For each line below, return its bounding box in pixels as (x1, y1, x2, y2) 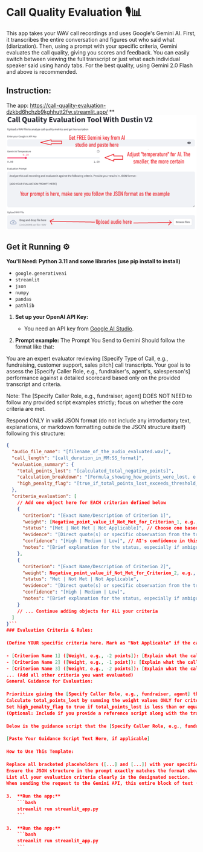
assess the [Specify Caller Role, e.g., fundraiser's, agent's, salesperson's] (6, 368, 190, 375)
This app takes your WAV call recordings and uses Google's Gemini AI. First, (6, 29, 196, 37)
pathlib (14, 303, 34, 309)
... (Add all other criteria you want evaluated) (6, 672, 134, 678)
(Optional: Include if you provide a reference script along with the (6, 710, 188, 716)
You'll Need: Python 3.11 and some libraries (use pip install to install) (6, 258, 181, 265)
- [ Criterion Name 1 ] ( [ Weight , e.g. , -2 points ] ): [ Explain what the (6, 652, 188, 659)
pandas (14, 297, 32, 303)
